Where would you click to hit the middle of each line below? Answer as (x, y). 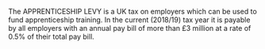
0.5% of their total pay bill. (52, 36)
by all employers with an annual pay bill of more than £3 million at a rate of (130, 28)
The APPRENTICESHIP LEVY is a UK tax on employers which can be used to (133, 11)
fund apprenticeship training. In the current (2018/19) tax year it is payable (129, 20)
